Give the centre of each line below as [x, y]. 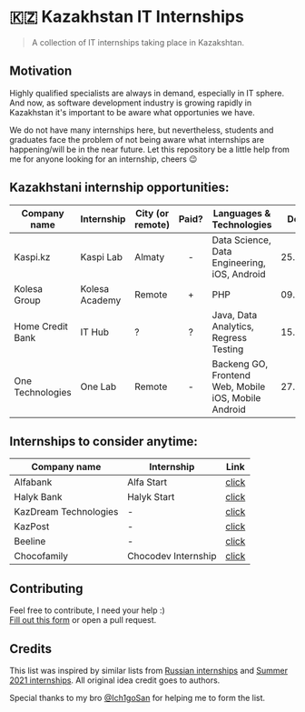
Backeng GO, [240, 364]
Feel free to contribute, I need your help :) [87, 610]
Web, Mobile [239, 386]
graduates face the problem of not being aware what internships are [137, 139]
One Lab [98, 386]
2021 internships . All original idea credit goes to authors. [115, 680]
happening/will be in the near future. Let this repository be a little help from [150, 149]
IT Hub [95, 332]
